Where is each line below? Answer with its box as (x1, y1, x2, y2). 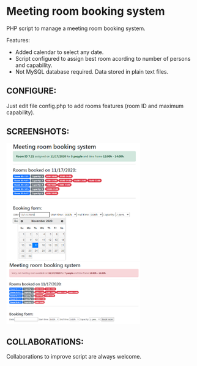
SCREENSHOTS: (6, 127, 70, 137)
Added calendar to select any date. (15, 48, 104, 56)
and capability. (15, 61, 53, 69)
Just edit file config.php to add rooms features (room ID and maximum (6, 102, 184, 109)
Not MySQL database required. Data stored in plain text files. (15, 68, 169, 75)
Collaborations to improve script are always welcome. (6, 352, 142, 360)
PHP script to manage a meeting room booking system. (6, 25, 146, 32)
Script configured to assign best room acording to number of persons (15, 55, 191, 62)
